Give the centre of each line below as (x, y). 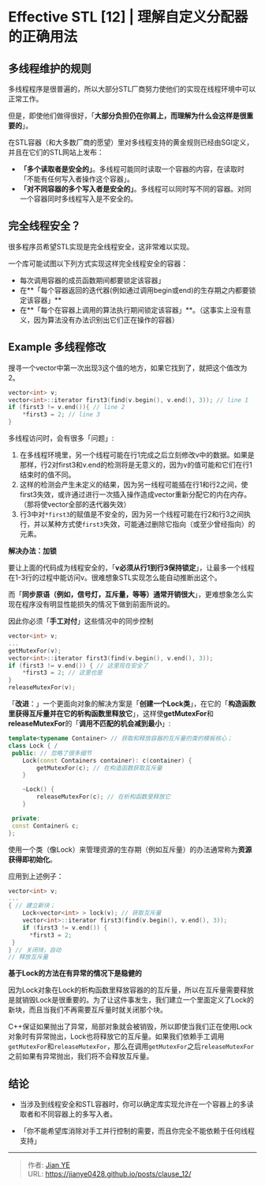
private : (26, 818)
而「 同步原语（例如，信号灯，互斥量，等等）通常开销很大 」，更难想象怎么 (127, 594)
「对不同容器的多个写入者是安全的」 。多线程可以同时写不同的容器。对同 (135, 189)
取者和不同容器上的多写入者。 (68, 1114)
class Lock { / (33, 745)
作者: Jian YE (49, 1165)
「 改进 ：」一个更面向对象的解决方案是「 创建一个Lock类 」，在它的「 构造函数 (132, 703)
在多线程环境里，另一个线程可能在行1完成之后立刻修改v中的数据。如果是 (137, 455)
